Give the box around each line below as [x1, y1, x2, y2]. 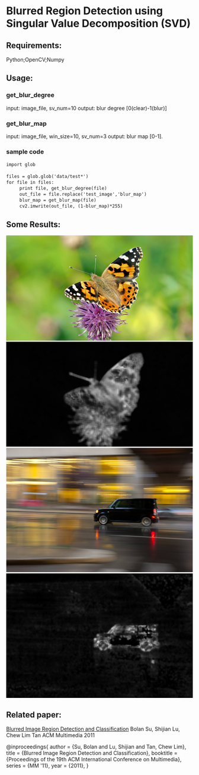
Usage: [6, 73, 34, 84]
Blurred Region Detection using [6, 4, 163, 18]
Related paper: [6, 710, 62, 720]
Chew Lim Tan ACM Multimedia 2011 [6, 732, 95, 739]
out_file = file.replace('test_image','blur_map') [19, 192, 147, 197]
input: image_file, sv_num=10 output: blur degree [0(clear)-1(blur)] [6, 104, 167, 111]
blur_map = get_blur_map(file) [19, 197, 97, 203]
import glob [6, 162, 36, 168]
